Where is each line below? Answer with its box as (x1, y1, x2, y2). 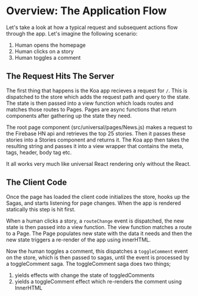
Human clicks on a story (14, 47, 74, 54)
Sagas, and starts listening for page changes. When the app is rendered (6, 200, 181, 207)
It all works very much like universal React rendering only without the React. (6, 160, 191, 167)
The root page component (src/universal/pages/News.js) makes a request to (6, 123, 193, 131)
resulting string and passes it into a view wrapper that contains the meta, (6, 142, 184, 149)
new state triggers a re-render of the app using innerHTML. (6, 236, 151, 243)
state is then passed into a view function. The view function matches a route (6, 223, 192, 230)
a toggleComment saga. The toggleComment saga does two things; (6, 260, 171, 267)
